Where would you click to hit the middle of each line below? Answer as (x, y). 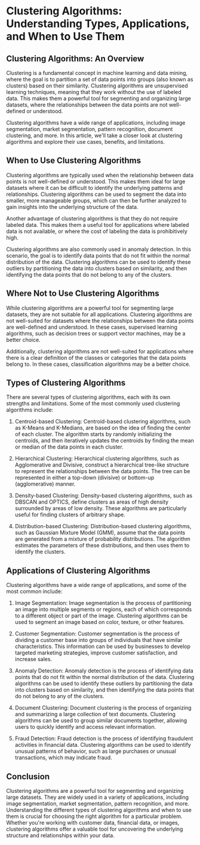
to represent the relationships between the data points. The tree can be (102, 471)
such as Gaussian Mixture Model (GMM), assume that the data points (100, 533)
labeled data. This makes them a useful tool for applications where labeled (98, 225)
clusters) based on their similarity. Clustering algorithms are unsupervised (97, 86)
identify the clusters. (40, 552)
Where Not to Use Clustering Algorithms (83, 294)
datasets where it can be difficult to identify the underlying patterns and (95, 187)
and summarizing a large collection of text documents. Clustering (95, 714)
